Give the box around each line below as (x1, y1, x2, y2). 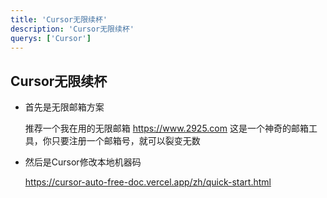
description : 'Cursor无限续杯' (10, 24, 135, 34)
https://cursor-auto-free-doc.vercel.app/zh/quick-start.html (24, 176, 272, 188)
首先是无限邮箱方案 (24, 101, 105, 113)
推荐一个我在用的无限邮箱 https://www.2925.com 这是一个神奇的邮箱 (24, 122, 309, 135)
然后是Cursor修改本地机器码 (24, 156, 142, 168)
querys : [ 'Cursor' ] (10, 33, 92, 43)
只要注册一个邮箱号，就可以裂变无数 (51, 135, 201, 147)
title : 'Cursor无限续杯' (10, 14, 108, 25)
